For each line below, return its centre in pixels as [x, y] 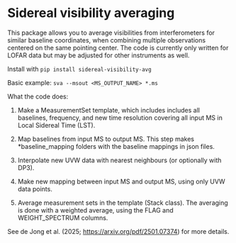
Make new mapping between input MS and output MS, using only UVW [121, 181]
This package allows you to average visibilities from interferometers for [111, 33]
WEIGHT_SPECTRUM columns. [63, 217]
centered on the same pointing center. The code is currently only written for [118, 47]
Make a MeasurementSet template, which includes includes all [109, 110]
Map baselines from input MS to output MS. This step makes [106, 139]
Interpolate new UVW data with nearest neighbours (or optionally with [119, 160]
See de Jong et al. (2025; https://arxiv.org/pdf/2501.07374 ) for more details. [118, 231]
